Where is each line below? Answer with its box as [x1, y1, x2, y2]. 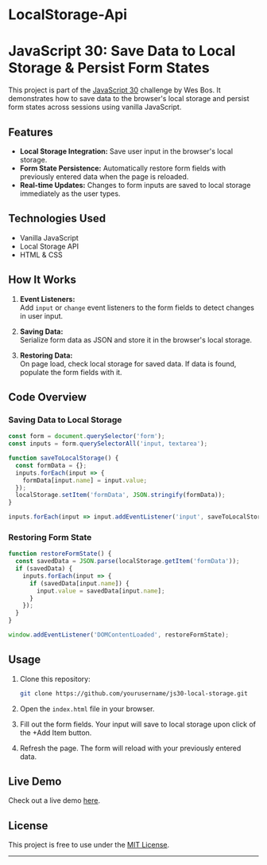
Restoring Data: [19, 350, 73, 360]
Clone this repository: [19, 674, 91, 683]
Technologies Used [8, 212, 106, 225]
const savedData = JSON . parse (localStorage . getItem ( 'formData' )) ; [15, 558, 240, 566]
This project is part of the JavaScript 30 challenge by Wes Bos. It [8, 85, 221, 95]
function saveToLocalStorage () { [8, 454, 119, 462]
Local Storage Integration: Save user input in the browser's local [19, 146, 233, 156]
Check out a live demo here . [8, 796, 101, 805]
